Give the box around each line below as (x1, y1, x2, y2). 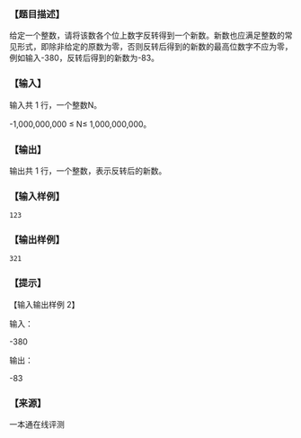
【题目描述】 (9, 7, 66, 20)
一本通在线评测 (9, 419, 65, 430)
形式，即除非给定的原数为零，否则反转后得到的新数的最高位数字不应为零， (16, 41, 293, 52)
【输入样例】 (9, 190, 66, 202)
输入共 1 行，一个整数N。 (9, 99, 102, 110)
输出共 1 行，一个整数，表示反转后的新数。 (9, 165, 167, 176)
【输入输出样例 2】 (9, 299, 80, 309)
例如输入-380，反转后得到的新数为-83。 (9, 52, 160, 64)
